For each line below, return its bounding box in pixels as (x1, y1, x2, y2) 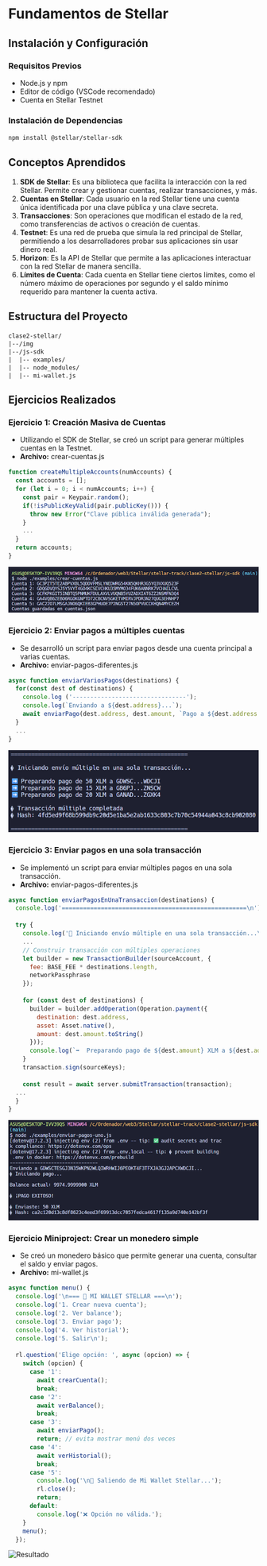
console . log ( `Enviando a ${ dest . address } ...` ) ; (22, 702, 183, 710)
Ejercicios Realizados (8, 393, 117, 407)
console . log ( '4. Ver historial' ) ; (15, 1326, 130, 1334)
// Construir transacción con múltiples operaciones (22, 946, 201, 954)
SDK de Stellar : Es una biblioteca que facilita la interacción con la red (19, 176, 247, 187)
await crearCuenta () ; (37, 1376, 109, 1384)
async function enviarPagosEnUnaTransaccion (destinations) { (8, 895, 215, 904)
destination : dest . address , (37, 1013, 130, 1021)
